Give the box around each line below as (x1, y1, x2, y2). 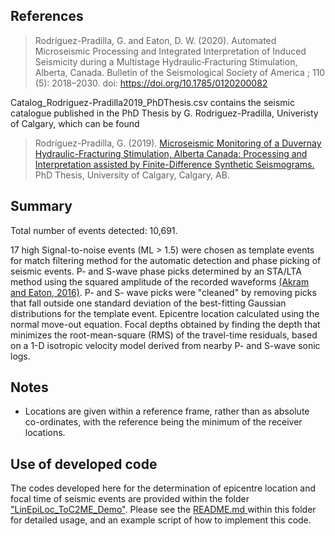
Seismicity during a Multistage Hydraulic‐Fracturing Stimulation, (34, 55, 298, 68)
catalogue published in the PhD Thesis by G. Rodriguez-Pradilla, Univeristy (10, 107, 319, 119)
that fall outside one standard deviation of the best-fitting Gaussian (10, 297, 287, 309)
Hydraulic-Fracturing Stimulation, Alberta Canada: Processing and (34, 147, 308, 159)
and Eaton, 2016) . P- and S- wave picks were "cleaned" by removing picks (10, 286, 317, 298)
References (10, 8, 84, 25)
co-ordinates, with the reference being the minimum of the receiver (24, 416, 303, 428)
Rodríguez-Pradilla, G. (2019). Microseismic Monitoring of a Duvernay (34, 137, 322, 149)
